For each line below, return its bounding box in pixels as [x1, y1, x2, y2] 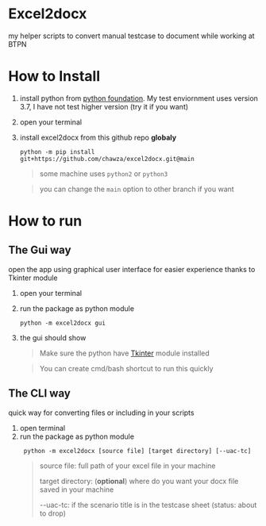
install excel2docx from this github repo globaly [19, 132, 177, 142]
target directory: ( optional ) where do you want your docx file [39, 476, 239, 486]
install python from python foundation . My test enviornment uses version [19, 93, 258, 103]
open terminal [19, 423, 66, 432]
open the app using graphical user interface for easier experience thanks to [8, 264, 256, 274]
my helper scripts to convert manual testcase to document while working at [8, 31, 256, 40]
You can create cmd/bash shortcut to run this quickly [39, 363, 214, 373]
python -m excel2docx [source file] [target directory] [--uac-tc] [23, 447, 252, 455]
